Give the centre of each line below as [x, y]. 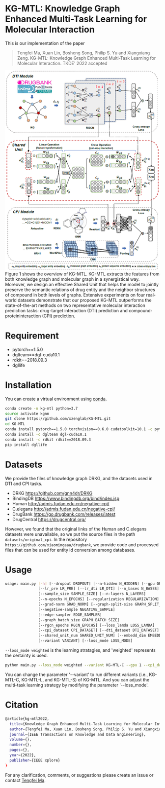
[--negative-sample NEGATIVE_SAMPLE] [77, 609]
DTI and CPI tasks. [24, 484]
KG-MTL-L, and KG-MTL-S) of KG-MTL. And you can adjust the [85, 679]
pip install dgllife [26, 445]
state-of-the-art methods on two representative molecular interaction [75, 305]
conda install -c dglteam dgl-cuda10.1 [46, 435]
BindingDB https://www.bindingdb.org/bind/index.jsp [66, 498]
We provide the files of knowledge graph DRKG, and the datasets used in [79, 478]
